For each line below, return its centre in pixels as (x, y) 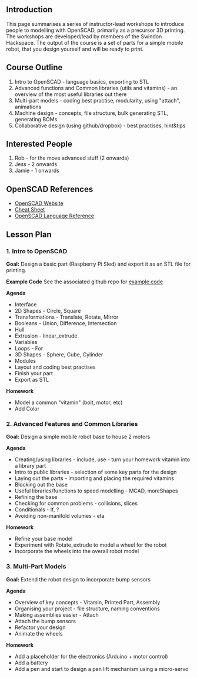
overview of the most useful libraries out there (71, 94)
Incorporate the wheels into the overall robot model (77, 551)
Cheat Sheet (30, 210)
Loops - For (29, 348)
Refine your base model (44, 539)
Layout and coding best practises (55, 367)
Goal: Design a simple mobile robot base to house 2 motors (78, 437)
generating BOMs (36, 119)
